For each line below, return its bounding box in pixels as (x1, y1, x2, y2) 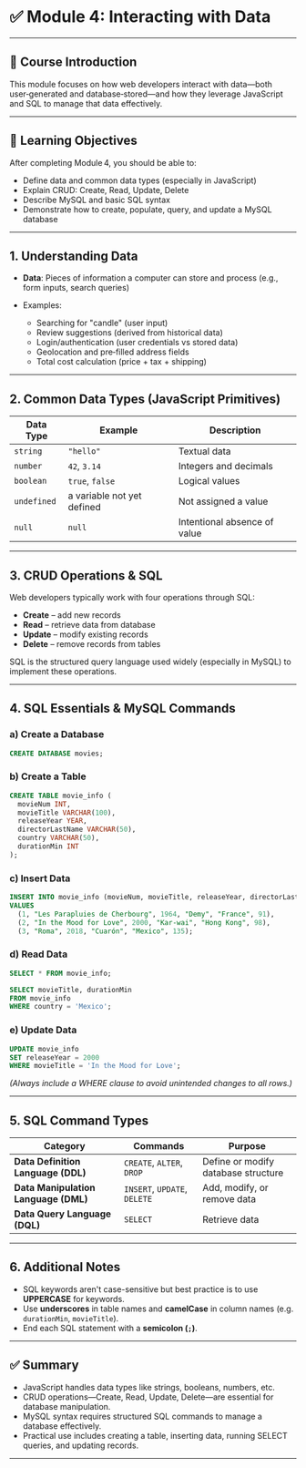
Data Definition (14, 1155, 81, 1168)
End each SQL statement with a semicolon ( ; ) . (22, 1322, 198, 1333)
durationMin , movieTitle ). (22, 1312, 119, 1323)
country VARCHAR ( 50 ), (17, 834, 100, 843)
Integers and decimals (178, 460, 273, 473)
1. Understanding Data (9, 248, 138, 263)
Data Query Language (14, 1207, 112, 1220)
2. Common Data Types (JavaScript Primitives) (9, 391, 280, 406)
